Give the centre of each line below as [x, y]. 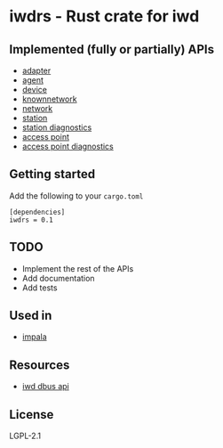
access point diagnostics [68, 146]
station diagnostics [57, 127]
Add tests [40, 288]
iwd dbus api [45, 387]
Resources [40, 365]
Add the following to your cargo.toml [76, 195]
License [32, 415]
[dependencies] [37, 212]
